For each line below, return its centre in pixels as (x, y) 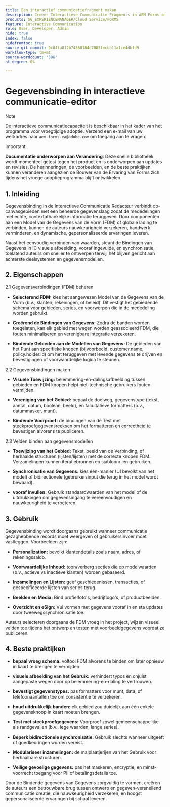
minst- (150, 767)
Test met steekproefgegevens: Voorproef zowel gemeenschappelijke (86, 722)
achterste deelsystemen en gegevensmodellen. (55, 259)
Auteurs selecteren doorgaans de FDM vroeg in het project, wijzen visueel (82, 622)
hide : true (17, 33)
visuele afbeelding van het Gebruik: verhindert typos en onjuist (79, 676)
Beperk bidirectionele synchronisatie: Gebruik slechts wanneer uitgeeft (88, 737)
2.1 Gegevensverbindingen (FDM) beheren (49, 287)
